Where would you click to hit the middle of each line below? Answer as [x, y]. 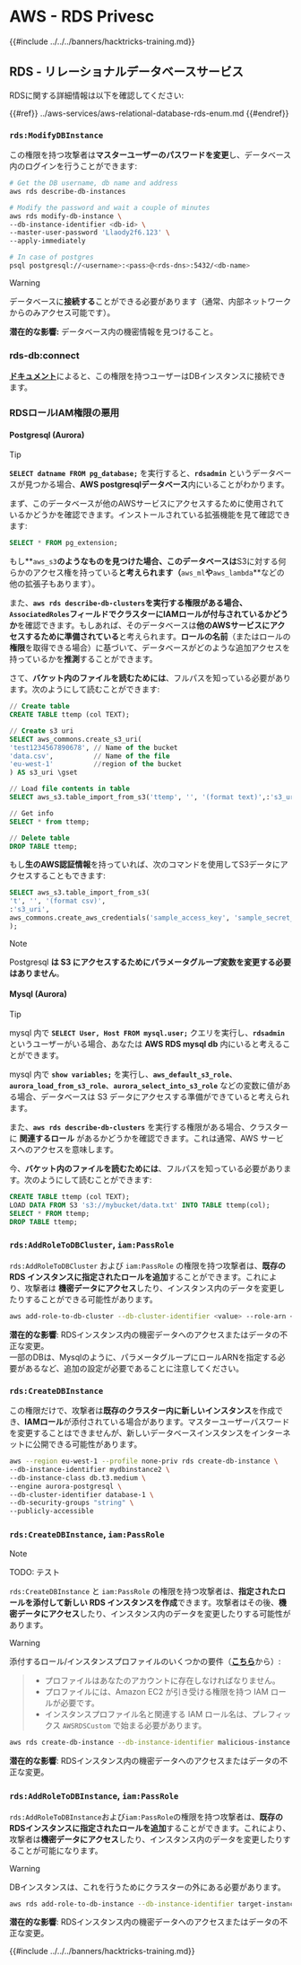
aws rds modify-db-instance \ [66, 216]
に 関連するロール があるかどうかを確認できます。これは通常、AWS [134, 1139]
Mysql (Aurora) [38, 994]
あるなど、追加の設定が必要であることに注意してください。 [134, 1368]
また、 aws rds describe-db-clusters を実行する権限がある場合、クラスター [149, 1127]
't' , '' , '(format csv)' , [57, 901]
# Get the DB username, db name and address [94, 183]
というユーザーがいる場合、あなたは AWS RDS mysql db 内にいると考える [146, 1044]
